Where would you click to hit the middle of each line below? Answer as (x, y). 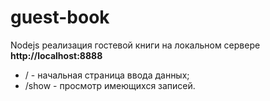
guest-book (60, 17)
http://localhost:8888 (56, 55)
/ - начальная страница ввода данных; (107, 75)
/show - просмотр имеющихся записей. (110, 85)
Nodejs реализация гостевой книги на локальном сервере (135, 45)
